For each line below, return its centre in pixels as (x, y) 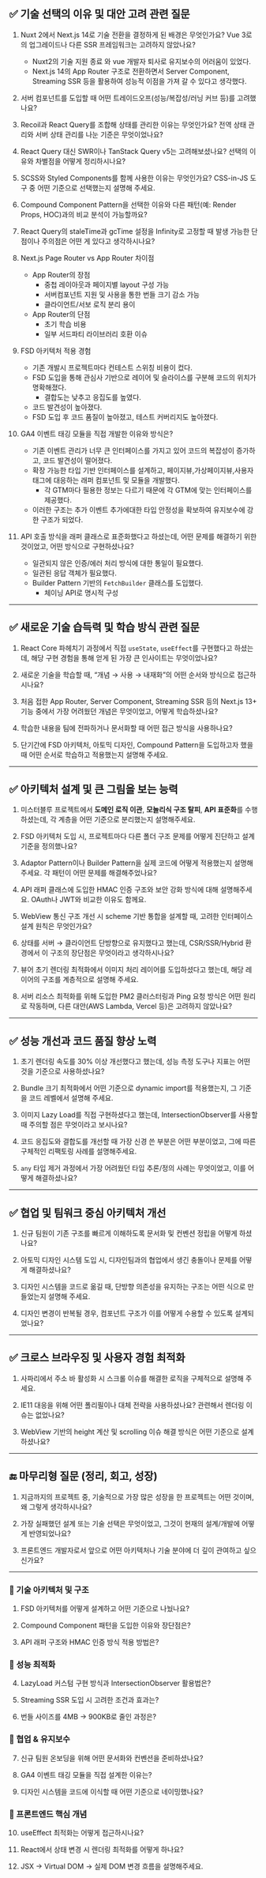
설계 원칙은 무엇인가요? (56, 926)
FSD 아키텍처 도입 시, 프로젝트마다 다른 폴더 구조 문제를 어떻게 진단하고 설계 (137, 837)
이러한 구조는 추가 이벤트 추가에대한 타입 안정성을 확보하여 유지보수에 (139, 510)
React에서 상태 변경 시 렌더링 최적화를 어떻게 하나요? (102, 1849)
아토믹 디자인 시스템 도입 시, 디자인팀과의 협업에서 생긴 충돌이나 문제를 (129, 1260)
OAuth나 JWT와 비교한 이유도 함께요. (89, 900)
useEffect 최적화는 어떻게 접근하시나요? (82, 1832)
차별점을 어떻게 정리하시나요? (80, 161)
